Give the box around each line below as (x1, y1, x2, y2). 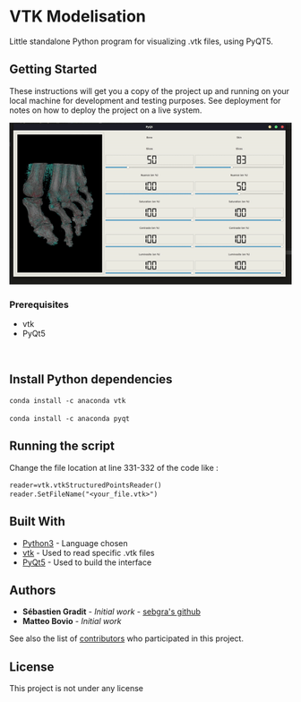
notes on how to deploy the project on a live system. (9, 105, 202, 116)
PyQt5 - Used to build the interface (21, 557, 152, 568)
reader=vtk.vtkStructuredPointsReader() (9, 481, 163, 490)
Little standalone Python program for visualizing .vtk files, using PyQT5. (9, 36, 273, 47)
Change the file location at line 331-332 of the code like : (9, 462, 219, 473)
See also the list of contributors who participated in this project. (9, 633, 245, 644)
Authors (9, 582, 56, 597)
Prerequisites (9, 298, 69, 311)
